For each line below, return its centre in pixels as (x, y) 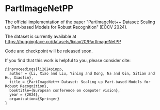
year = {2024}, (25, 94)
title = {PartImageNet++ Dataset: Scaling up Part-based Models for (80, 82)
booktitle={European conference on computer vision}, (65, 90)
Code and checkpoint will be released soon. (49, 51)
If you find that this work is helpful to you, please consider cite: (68, 60)
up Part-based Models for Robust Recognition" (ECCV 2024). (66, 27)
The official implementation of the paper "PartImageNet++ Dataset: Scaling (80, 22)
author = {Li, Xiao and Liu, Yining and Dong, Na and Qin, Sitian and (82, 73)
